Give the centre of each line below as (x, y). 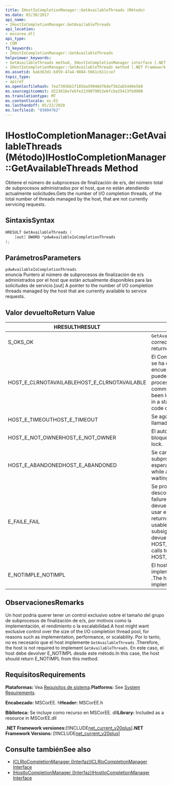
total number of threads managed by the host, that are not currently (77, 199)
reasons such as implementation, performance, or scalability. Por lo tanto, (83, 637)
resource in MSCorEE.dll (31, 718)
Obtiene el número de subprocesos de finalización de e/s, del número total (84, 182)
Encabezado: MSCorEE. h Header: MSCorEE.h (54, 702)
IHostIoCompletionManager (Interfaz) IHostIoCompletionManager (81, 773)
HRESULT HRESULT (77, 327)
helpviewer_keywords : (28, 58)
